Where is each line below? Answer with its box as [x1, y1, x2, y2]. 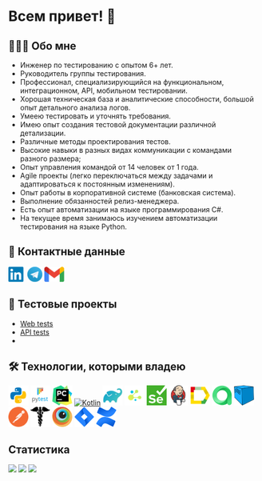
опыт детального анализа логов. [19, 103, 131, 112]
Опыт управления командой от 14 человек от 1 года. [19, 162, 200, 171]
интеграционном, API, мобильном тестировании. [19, 86, 188, 95]
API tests [19, 327, 50, 337]
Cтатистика [8, 443, 70, 456]
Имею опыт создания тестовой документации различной [19, 120, 216, 129]
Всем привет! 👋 [8, 7, 116, 26]
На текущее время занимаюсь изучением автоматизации [19, 214, 218, 222]
